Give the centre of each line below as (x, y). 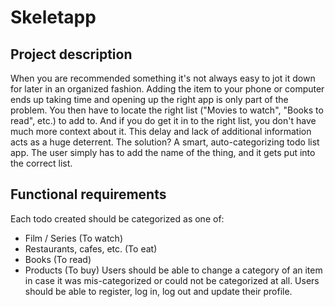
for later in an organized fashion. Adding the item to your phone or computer (167, 89)
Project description (71, 54)
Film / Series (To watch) (73, 238)
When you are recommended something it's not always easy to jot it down (163, 78)
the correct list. (41, 163)
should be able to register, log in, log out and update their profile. (158, 291)
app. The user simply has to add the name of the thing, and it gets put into (163, 152)
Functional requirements (88, 194)
